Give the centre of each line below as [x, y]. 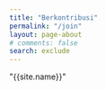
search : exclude [40, 51]
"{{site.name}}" [38, 76]
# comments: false [44, 43]
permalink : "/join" [46, 26]
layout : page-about [46, 34]
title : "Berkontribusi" [54, 18]
